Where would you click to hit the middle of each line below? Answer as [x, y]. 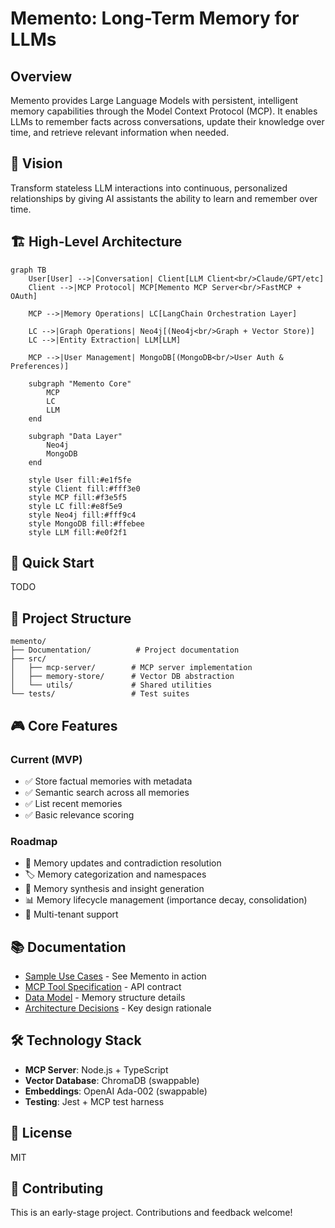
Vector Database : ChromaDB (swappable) [112, 1080]
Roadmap [34, 841]
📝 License [41, 1133]
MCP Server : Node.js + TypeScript [96, 1069]
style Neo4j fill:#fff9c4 [82, 515]
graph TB [28, 270]
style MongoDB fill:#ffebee [86, 523]
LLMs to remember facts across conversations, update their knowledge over [167, 121]
